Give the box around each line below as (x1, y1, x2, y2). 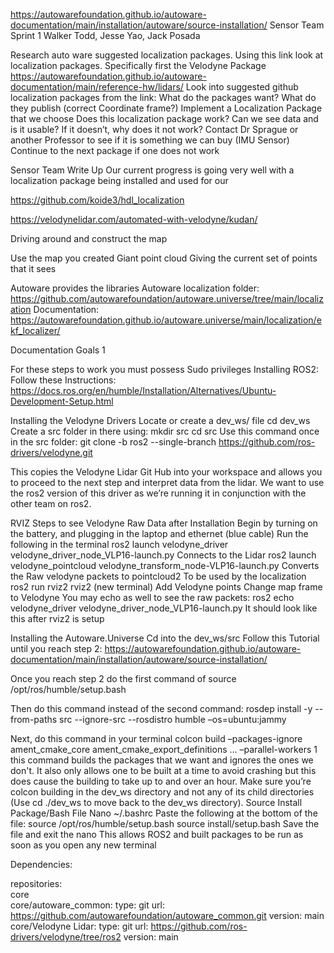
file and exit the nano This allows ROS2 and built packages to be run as (10, 829, 304, 840)
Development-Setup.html (10, 395, 114, 407)
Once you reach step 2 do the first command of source (10, 673, 237, 684)
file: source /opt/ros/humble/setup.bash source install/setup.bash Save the (10, 818, 320, 829)
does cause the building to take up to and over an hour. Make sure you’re (10, 775, 312, 787)
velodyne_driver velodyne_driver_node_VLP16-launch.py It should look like (10, 602, 318, 614)
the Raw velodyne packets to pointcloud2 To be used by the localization (10, 570, 307, 582)
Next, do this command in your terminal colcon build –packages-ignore (10, 733, 303, 744)
